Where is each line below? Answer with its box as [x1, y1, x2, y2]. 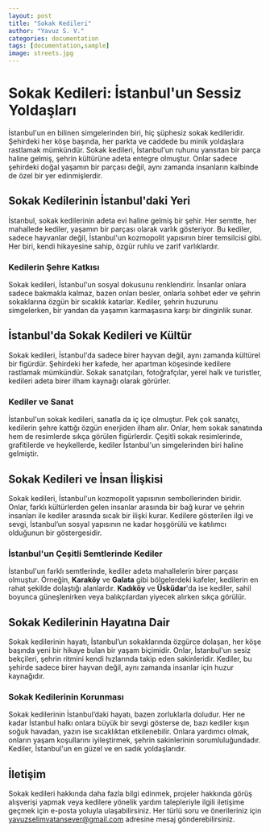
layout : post [8, 11, 52, 20]
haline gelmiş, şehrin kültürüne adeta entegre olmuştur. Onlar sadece [8, 153, 238, 163]
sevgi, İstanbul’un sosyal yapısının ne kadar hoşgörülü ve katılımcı [8, 519, 227, 529]
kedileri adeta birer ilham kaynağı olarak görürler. [8, 376, 171, 386]
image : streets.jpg [8, 49, 74, 57]
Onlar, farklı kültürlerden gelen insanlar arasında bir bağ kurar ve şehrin [8, 502, 245, 512]
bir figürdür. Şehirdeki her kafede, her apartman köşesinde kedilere [8, 358, 231, 368]
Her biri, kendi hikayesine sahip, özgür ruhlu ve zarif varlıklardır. [8, 241, 220, 251]
